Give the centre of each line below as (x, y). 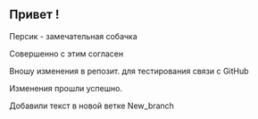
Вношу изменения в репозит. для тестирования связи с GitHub (129, 71)
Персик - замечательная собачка (74, 36)
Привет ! (34, 15)
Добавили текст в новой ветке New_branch (92, 106)
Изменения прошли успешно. (66, 88)
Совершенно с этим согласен (67, 54)
